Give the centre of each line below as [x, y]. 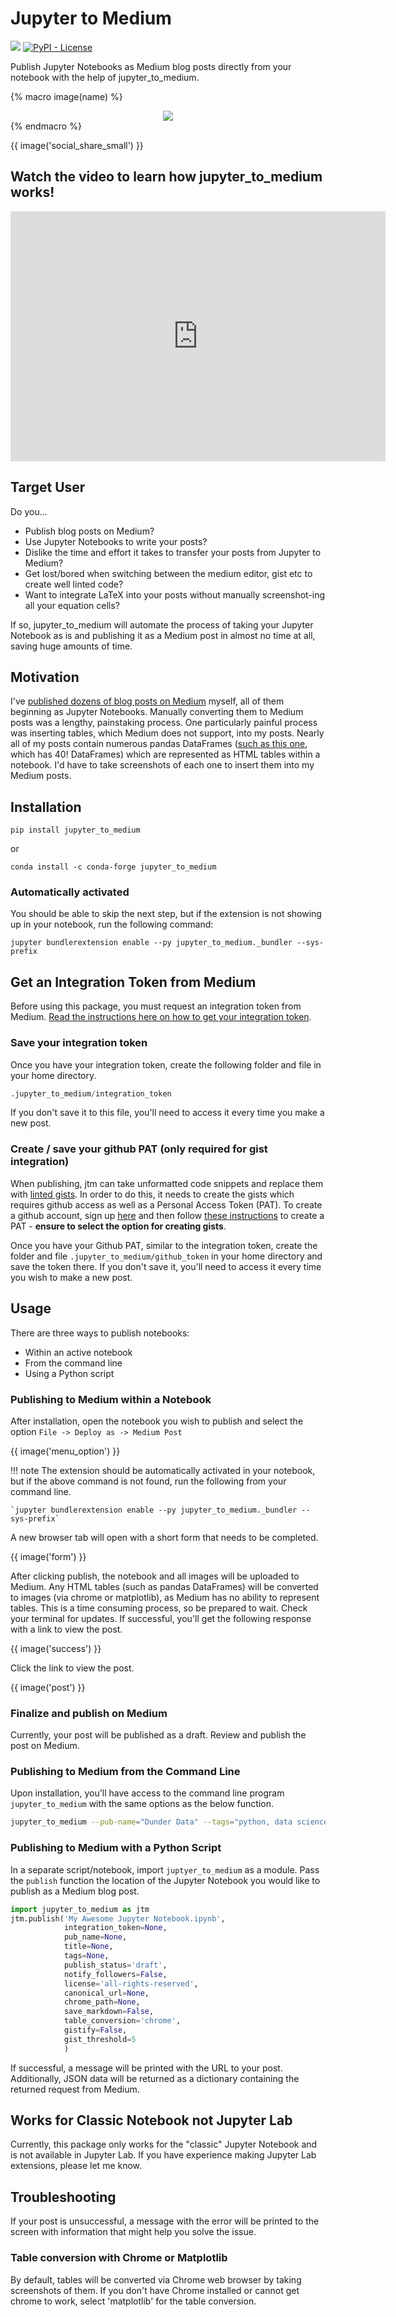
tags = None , [86, 1956]
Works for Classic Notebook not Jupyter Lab [151, 2120]
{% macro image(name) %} [66, 96]
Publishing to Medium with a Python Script [116, 1848]
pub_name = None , [95, 1937]
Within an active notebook [78, 1352]
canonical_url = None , [106, 1993]
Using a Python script [69, 1373]
